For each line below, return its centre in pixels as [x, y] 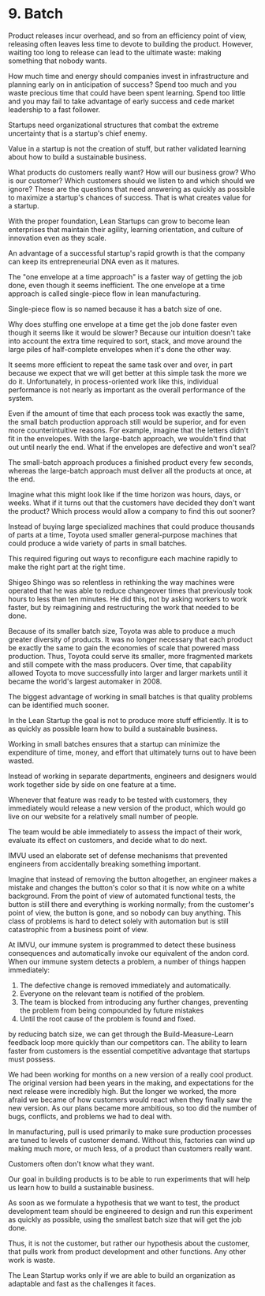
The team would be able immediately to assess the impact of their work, [125, 832]
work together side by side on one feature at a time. [92, 784]
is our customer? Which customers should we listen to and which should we [131, 180]
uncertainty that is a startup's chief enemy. [78, 133]
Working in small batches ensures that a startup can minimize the [114, 744]
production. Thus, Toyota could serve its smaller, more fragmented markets [131, 656]
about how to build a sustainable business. [78, 157]
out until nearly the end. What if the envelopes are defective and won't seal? [132, 447]
